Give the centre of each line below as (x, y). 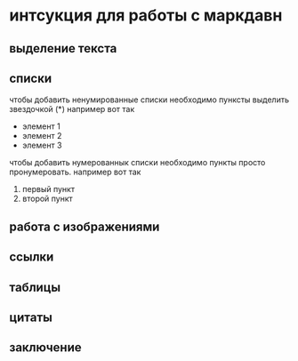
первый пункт (48, 189)
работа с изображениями (85, 226)
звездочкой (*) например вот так (72, 109)
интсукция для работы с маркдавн (146, 16)
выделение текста (63, 48)
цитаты (31, 317)
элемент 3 (42, 145)
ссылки (32, 257)
